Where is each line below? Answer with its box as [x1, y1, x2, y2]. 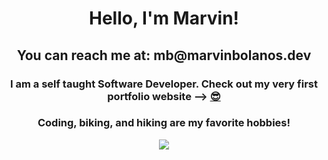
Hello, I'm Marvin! [88, 7, 240, 30]
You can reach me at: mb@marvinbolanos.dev [16, 47, 312, 64]
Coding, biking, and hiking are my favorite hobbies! [37, 116, 291, 130]
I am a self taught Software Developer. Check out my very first [10, 77, 318, 91]
